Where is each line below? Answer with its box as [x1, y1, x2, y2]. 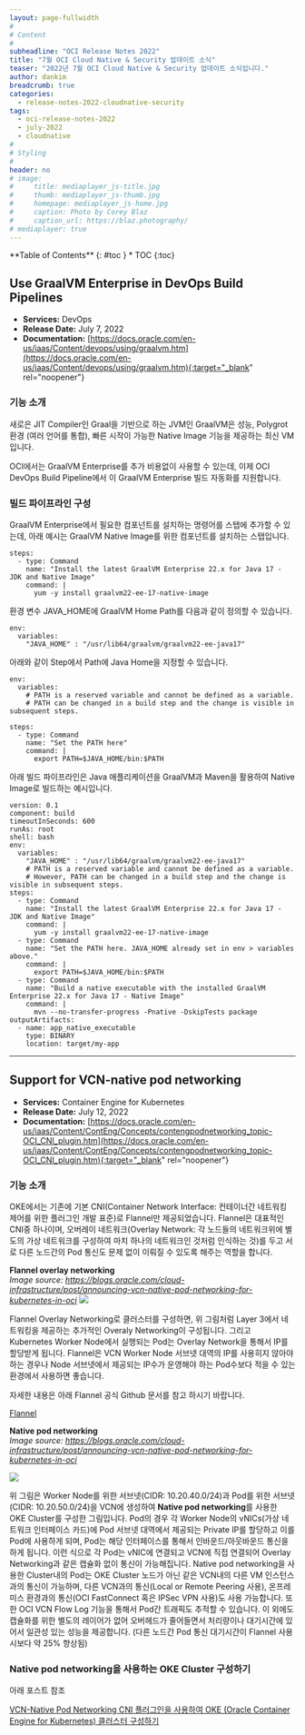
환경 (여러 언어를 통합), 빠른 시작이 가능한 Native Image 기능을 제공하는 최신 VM [9, 430, 295, 441]
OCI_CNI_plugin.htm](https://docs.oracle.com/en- [22, 1135, 210, 1145]
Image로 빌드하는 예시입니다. [9, 782, 113, 793]
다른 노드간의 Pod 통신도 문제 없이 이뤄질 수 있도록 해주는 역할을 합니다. [18, 1246, 273, 1258]
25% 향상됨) [43, 1638, 88, 1649]
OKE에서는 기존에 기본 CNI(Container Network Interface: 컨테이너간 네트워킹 [9, 1201, 288, 1213]
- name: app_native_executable [17, 1023, 136, 1032]
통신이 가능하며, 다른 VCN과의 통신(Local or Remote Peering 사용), [25, 1581, 268, 1592]
